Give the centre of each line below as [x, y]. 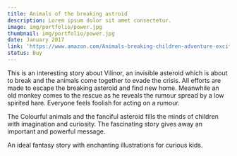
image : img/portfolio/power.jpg [55, 27]
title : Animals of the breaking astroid [68, 14]
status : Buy [25, 53]
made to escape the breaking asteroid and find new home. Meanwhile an [114, 88]
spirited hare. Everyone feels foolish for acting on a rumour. [93, 103]
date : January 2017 [36, 40]
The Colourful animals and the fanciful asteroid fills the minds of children [113, 116]
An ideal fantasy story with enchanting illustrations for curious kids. [105, 145]
